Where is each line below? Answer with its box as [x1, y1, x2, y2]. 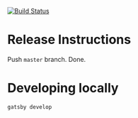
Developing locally [7, 80, 119, 96]
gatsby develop [7, 103, 52, 110]
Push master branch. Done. [7, 55, 86, 63]
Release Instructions [7, 32, 132, 48]
